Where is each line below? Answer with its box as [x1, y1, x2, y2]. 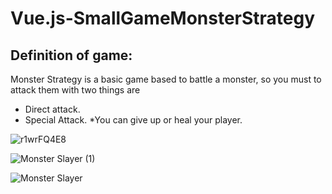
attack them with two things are [10, 84, 141, 96]
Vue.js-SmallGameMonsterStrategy [10, 7, 316, 30]
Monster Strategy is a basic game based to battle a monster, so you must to [10, 73, 322, 85]
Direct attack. [24, 103, 81, 115]
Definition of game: [10, 47, 133, 64]
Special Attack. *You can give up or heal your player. [24, 114, 243, 126]
